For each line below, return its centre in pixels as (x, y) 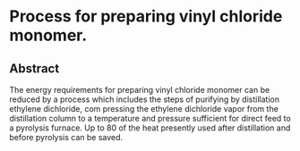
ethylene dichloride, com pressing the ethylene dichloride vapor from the (144, 109)
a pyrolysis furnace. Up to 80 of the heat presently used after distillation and (150, 128)
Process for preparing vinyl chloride (146, 17)
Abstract (34, 68)
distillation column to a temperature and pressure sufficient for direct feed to (150, 118)
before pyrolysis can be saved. (66, 137)
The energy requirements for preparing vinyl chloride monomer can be (140, 90)
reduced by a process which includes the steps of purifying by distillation (145, 99)
